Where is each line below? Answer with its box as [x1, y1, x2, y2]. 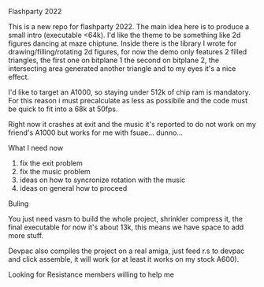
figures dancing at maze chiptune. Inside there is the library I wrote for [8, 39, 237, 48]
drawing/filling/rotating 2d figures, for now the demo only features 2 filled [8, 47, 247, 56]
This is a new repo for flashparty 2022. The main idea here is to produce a [8, 22, 250, 31]
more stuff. [8, 231, 44, 240]
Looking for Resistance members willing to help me [8, 270, 175, 279]
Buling [8, 199, 29, 208]
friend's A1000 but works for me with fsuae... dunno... [8, 128, 184, 137]
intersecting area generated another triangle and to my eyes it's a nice [8, 64, 236, 73]
